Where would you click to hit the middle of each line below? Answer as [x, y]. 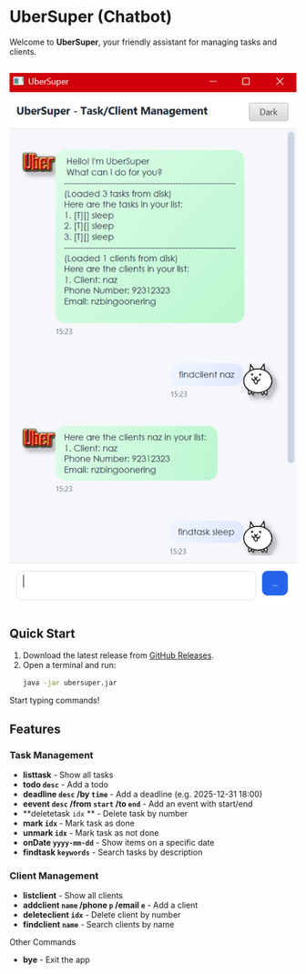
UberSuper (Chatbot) [91, 17]
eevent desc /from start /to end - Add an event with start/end [138, 804]
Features [35, 729]
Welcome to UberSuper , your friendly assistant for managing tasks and [143, 42]
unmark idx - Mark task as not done [91, 833]
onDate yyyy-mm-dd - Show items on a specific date [118, 843]
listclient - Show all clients [72, 896]
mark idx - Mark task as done [78, 823]
